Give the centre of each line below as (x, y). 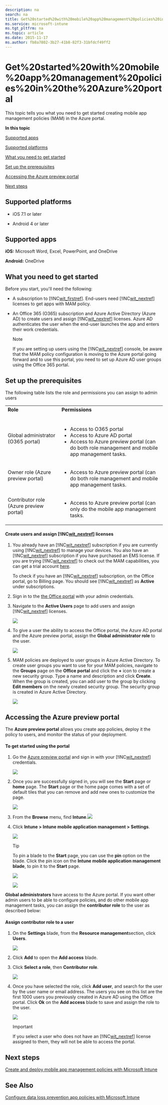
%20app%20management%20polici (83, 78)
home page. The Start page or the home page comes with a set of (81, 787)
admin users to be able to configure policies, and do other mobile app (77, 900)
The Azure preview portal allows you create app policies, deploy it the (78, 729)
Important (22, 1027)
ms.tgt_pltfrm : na (24, 29)
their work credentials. (35, 330)
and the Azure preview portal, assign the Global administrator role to (84, 636)
